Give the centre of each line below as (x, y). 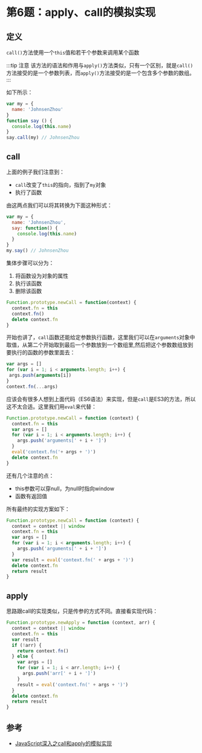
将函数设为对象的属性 (41, 276)
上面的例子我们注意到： (35, 172)
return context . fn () (43, 651)
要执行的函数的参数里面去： (41, 353)
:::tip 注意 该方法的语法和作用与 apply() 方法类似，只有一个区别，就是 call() (100, 65)
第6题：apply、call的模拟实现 (81, 12)
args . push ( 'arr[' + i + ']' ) (59, 674)
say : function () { (35, 228)
